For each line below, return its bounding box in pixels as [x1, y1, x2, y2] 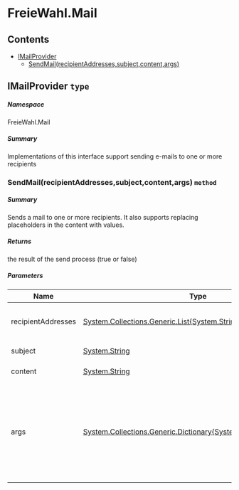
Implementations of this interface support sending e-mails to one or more [7, 152, 223, 161]
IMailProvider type [7, 80, 90, 92]
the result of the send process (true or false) [7, 255, 137, 264]
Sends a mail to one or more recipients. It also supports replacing [7, 213, 198, 222]
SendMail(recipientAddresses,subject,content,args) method [7, 178, 217, 188]
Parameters [7, 271, 43, 279]
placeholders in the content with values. [7, 220, 124, 229]
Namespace [7, 100, 45, 108]
